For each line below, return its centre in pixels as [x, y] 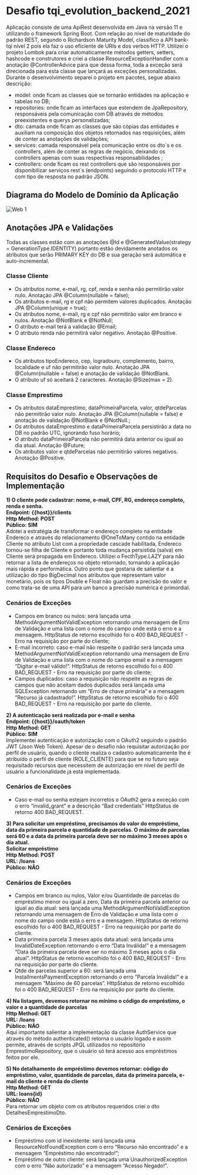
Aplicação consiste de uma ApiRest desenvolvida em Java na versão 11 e [94, 27]
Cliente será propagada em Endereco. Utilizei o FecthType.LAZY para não [95, 556]
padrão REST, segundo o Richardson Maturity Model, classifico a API [90, 40]
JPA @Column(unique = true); [51, 307]
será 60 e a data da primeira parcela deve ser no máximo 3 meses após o [97, 836]
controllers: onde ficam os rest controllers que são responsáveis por [97, 164]
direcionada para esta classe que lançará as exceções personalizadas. [92, 71]
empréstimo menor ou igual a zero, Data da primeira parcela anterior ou [101, 902]
